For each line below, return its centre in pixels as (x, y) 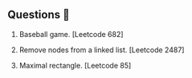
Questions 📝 (39, 15)
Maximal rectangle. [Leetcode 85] (75, 65)
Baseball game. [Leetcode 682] (71, 34)
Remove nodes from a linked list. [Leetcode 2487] (102, 50)
